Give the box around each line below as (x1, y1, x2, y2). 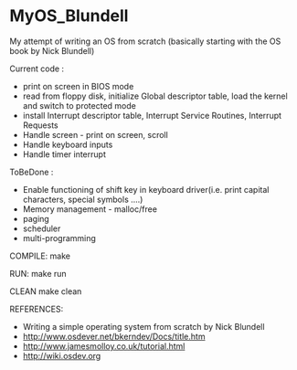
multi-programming (22, 232, 96, 243)
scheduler (22, 223, 61, 234)
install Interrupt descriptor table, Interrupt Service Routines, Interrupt (22, 110, 281, 121)
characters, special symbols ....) (22, 194, 143, 205)
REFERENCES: (9, 303, 64, 314)
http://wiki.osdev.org (22, 350, 101, 361)
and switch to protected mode (22, 100, 137, 111)
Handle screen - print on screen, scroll (22, 129, 169, 140)
